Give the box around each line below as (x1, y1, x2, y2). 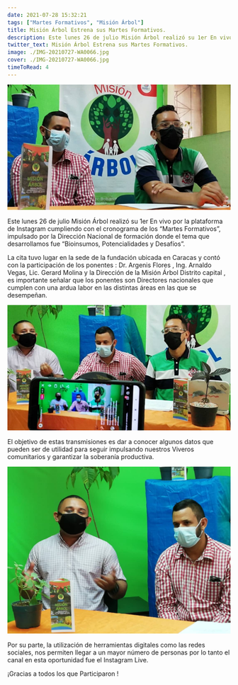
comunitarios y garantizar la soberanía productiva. (7, 452, 154, 460)
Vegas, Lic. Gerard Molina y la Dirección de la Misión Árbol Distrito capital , (7, 268, 226, 276)
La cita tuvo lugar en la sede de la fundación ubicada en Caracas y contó (7, 253, 221, 261)
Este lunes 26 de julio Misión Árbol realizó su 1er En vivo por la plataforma (7, 217, 223, 225)
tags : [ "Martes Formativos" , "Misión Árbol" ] (7, 18, 144, 26)
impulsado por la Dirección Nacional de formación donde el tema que (7, 232, 210, 240)
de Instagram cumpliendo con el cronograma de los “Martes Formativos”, (7, 224, 221, 233)
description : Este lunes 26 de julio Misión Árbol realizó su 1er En (7, 34, 217, 41)
